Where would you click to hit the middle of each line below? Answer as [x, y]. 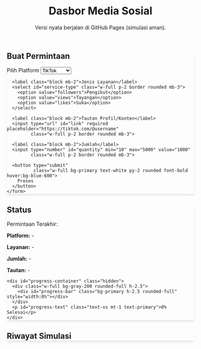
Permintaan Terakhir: [32, 224]
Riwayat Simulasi [39, 336]
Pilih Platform [23, 70]
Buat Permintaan [38, 56]
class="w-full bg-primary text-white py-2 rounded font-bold [110, 171]
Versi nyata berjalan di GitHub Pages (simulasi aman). [100, 27]
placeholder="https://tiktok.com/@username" [63, 129]
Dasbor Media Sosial [100, 11]
